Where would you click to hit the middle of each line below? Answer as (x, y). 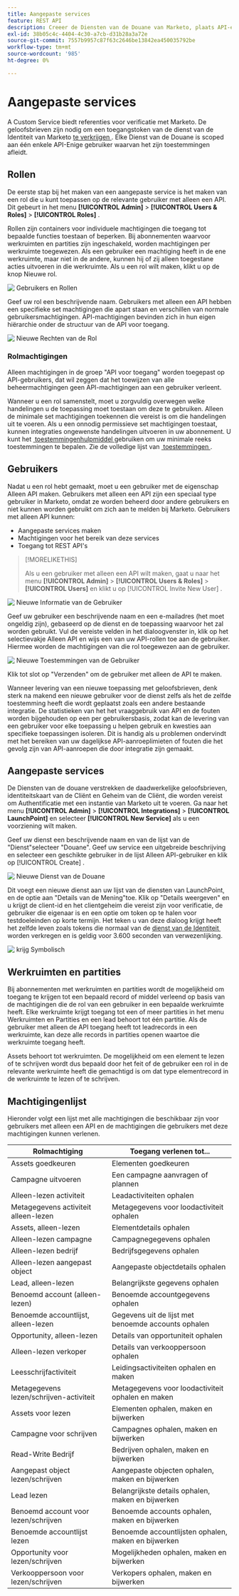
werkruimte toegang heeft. (46, 1042)
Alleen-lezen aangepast (52, 1263)
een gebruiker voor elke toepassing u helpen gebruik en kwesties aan (109, 726)
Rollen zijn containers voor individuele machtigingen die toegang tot (107, 228)
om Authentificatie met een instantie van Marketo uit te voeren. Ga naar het (117, 803)
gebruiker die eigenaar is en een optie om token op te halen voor (102, 913)
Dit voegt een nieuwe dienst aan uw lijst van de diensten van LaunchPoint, (116, 890)
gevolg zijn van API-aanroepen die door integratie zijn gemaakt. (101, 748)
